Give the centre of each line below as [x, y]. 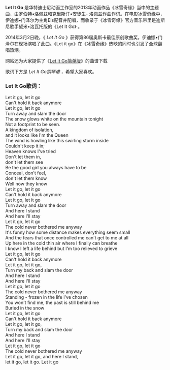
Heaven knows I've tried [30, 151]
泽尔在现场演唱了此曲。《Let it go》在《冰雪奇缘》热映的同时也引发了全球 [82, 44]
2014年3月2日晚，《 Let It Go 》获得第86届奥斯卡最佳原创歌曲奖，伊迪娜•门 [84, 37]
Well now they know [26, 184]
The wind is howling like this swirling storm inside [57, 141]
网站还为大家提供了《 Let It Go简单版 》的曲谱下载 [56, 61]
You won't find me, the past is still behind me [52, 303]
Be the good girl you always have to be [46, 168]
